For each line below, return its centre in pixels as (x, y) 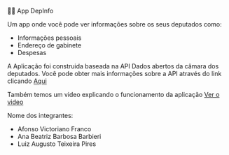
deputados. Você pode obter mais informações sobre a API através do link (114, 74)
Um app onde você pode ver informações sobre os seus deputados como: (114, 24)
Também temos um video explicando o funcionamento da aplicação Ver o (113, 95)
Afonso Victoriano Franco (54, 129)
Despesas (32, 53)
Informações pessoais (49, 38)
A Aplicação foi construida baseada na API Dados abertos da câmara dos (113, 66)
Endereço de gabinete (49, 45)
